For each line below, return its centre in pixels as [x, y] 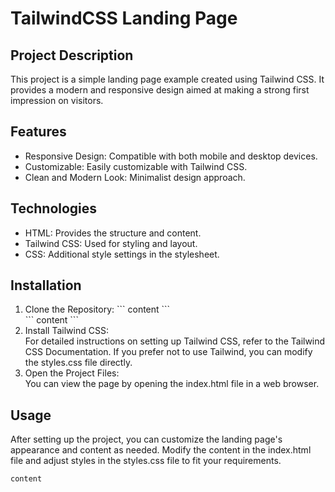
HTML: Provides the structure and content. [113, 233]
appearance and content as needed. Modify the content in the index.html [161, 450]
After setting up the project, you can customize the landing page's [146, 439]
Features [38, 132]
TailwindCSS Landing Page [124, 18]
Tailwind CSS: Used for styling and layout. [111, 243]
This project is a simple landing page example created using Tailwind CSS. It [167, 79]
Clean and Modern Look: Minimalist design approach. [135, 177]
